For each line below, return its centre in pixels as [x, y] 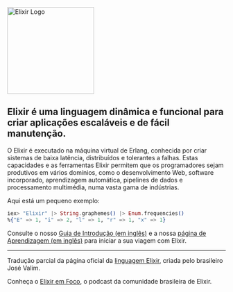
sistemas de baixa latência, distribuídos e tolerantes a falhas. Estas [103, 157]
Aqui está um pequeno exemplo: [53, 200]
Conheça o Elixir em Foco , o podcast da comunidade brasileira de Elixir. [110, 281]
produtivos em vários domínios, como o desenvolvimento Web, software [111, 172]
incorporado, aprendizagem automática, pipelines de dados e [95, 180]
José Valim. [24, 268]
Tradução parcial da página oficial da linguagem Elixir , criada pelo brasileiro [115, 260]
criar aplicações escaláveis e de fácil [88, 123]
